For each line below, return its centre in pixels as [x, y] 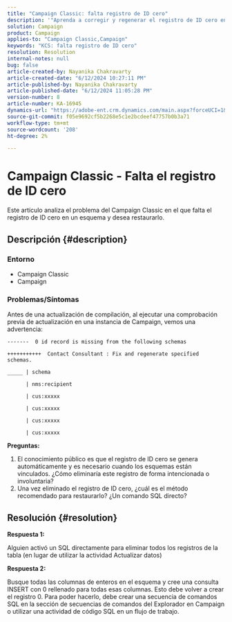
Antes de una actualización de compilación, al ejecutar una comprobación [112, 314]
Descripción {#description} [67, 239]
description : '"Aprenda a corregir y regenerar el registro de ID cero [112, 20]
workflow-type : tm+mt [38, 123]
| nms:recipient [49, 384]
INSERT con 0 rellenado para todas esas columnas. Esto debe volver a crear [116, 589]
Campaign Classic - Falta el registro [112, 176]
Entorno [21, 259]
